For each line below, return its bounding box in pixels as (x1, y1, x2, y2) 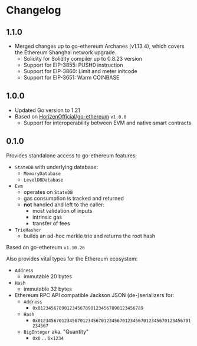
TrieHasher (14, 227, 42, 233)
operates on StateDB (23, 188, 73, 195)
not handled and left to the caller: (23, 201, 105, 208)
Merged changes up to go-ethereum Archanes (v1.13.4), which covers (14, 42, 185, 50)
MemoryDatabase (23, 170, 61, 177)
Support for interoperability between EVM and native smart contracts (23, 119, 192, 126)
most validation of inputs (32, 207, 93, 214)
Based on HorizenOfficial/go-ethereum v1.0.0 (14, 113, 127, 120)
